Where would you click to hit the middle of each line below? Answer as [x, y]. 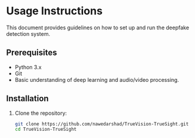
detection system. [28, 33]
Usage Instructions [55, 11]
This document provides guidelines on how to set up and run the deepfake [98, 27]
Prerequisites [32, 53]
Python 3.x [28, 67]
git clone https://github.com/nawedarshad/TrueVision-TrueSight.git [102, 124]
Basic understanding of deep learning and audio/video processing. [97, 79]
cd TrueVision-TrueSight [46, 130]
